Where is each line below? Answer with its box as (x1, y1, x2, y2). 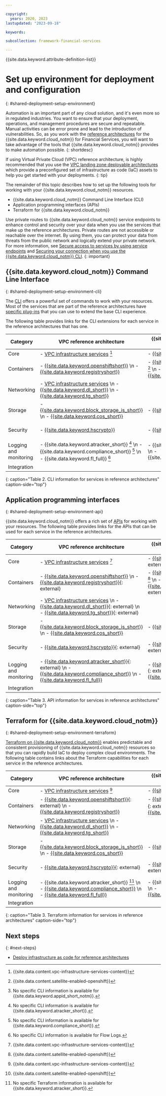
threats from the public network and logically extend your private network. (5, 238, 157, 244)
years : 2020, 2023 (10, 16, 48, 21)
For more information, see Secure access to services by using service (5, 243, 148, 249)
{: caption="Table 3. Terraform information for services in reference (5, 912, 143, 918)
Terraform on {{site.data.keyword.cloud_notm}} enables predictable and (5, 739, 152, 745)
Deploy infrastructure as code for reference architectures (12, 954, 130, 961)
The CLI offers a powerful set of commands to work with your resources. (5, 298, 154, 304)
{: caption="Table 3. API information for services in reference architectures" (5, 697, 160, 703)
